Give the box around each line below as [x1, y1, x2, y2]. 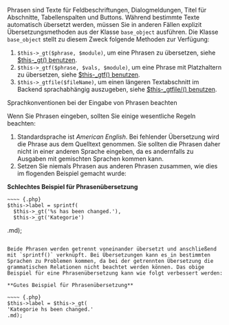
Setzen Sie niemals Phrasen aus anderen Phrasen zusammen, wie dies [17, 162, 218, 170]
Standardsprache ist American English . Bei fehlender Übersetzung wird [17, 132, 220, 141]
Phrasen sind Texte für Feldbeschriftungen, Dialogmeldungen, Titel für [7, 6, 207, 14]
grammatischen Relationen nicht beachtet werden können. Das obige [7, 264, 205, 270]
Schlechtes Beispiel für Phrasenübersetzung [7, 183, 138, 190]
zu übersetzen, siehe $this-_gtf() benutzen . [17, 70, 140, 79]
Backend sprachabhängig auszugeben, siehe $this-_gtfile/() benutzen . [17, 86, 217, 93]
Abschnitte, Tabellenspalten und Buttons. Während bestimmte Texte [7, 13, 200, 21]
